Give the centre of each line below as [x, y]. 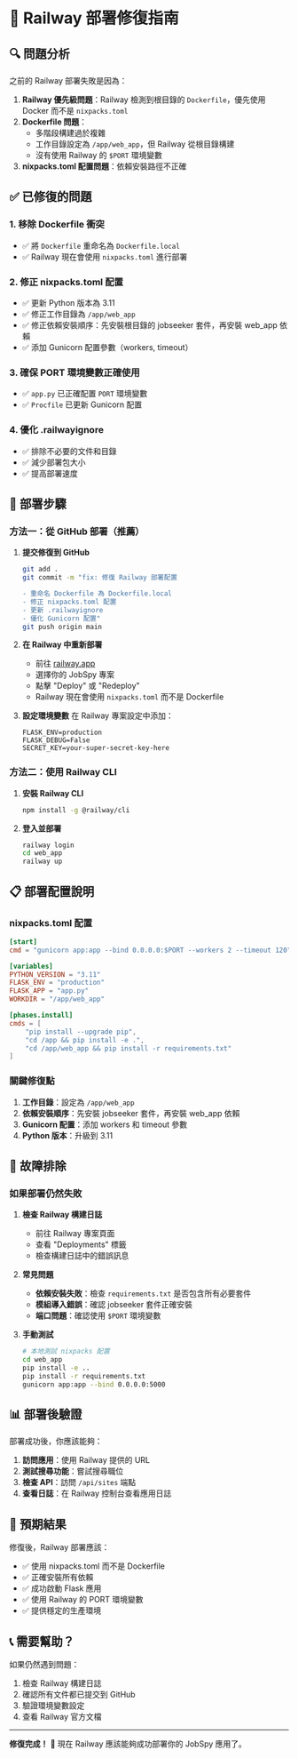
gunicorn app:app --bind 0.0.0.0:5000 [94, 1384]
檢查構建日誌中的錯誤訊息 [82, 1256]
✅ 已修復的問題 [51, 197]
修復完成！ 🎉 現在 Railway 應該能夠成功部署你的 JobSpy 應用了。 [128, 1744]
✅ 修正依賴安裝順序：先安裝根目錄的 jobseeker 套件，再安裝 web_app [149, 324]
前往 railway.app [65, 664]
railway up [42, 862]
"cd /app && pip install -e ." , [85, 1040]
